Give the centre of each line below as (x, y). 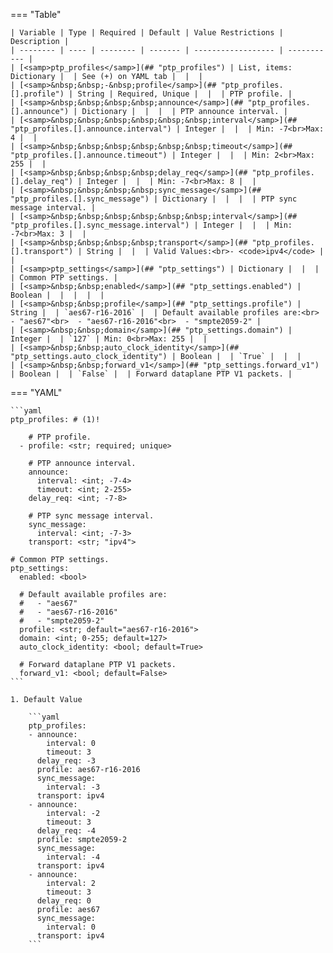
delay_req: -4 (66, 831)
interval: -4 (73, 857)
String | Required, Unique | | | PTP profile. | (185, 94)
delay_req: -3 (66, 761)
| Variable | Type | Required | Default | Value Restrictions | (147, 33)
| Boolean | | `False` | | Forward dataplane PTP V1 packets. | (151, 374)
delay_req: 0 (64, 901)
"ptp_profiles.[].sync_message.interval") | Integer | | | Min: (151, 225)
